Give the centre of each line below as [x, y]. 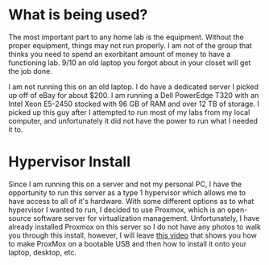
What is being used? [78, 15]
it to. [16, 129]
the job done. [30, 71]
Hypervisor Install [70, 162]
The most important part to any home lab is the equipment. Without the [126, 37]
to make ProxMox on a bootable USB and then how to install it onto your [128, 243]
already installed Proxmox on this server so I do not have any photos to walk [135, 226]
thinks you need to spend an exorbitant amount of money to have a [120, 54]
